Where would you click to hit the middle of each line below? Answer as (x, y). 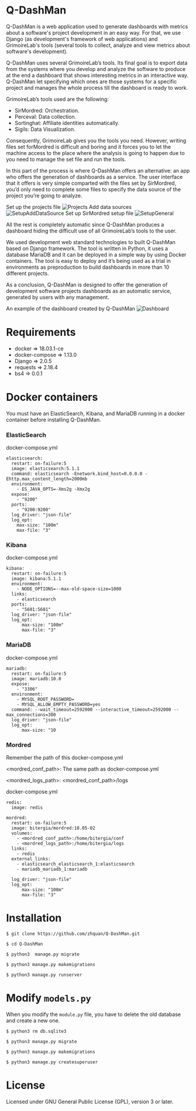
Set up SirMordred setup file (99, 213)
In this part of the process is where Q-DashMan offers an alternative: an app (98, 170)
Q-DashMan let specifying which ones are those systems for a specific (92, 81)
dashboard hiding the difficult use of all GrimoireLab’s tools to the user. (91, 231)
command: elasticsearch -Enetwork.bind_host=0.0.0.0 (77, 474)
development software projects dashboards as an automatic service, (89, 291)
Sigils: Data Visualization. (45, 129)
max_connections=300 (31, 715)
